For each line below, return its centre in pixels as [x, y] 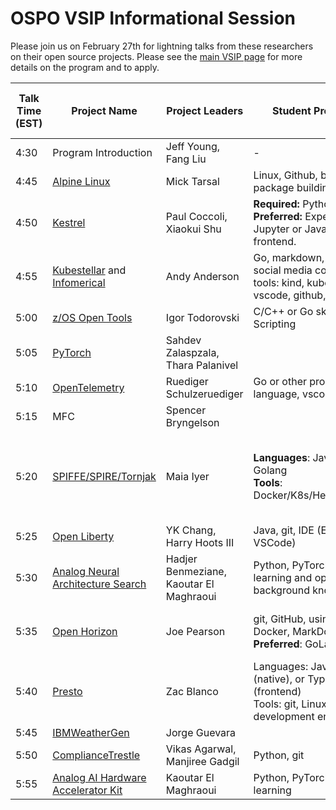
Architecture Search [99, 584]
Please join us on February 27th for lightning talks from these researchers [162, 46]
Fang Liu [186, 159]
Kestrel [69, 222]
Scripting [275, 324]
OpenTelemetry [88, 387]
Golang [270, 470]
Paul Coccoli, [196, 216]
